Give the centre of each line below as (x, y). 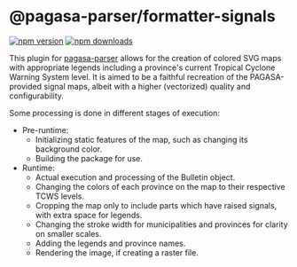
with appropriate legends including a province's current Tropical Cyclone (142, 67)
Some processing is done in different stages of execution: (114, 113)
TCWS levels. (60, 196)
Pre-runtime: (45, 130)
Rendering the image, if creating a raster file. (117, 252)
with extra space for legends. (89, 215)
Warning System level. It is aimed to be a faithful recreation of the (129, 76)
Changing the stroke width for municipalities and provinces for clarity (161, 224)
